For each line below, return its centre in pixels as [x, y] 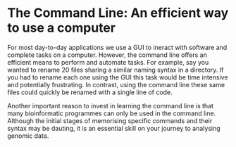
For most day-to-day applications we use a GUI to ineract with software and [117, 47]
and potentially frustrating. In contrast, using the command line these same [116, 84]
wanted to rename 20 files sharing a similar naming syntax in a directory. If [116, 70]
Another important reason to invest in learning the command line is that [110, 106]
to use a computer [62, 28]
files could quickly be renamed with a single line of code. [90, 92]
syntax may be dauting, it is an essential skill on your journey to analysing [114, 128]
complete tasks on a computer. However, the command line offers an [107, 55]
